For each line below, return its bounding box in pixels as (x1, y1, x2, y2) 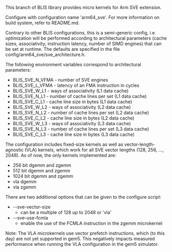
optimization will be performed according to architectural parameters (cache (5, 35, 167, 41)
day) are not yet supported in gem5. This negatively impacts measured (5, 236, 155, 242)
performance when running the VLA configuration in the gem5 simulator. (5, 241, 159, 247)
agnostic (5, 147, 24, 153)
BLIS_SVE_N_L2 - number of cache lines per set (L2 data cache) (12, 110, 149, 115)
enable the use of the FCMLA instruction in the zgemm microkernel (20, 220, 163, 226)
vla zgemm (12, 184, 36, 190)
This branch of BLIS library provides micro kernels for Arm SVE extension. (5, 5, 162, 10)
